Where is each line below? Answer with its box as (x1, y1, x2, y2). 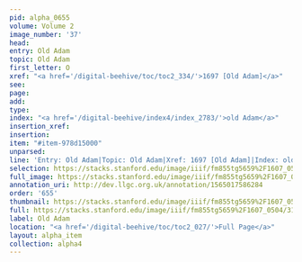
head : (9, 38, 30, 48)
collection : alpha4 (9, 239, 83, 248)
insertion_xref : (9, 122, 70, 131)
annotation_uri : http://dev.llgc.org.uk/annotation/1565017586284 (9, 181, 263, 190)
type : (9, 105, 30, 114)
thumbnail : (9, 197, 50, 207)
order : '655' (9, 189, 58, 198)
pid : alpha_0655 (9, 13, 70, 23)
